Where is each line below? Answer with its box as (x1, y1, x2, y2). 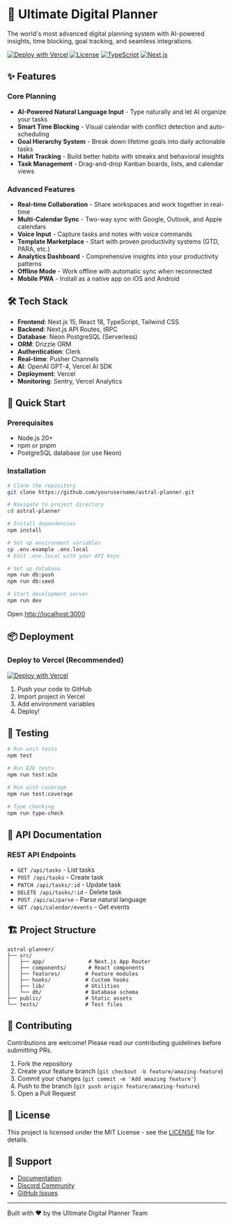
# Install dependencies (7, 520, 77, 527)
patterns (17, 259, 42, 268)
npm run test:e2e (7, 771, 58, 778)
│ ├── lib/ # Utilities (7, 982, 120, 989)
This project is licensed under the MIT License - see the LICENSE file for (7, 1128, 214, 1136)
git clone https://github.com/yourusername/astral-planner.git (7, 488, 195, 495)
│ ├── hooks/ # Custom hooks (7, 976, 130, 984)
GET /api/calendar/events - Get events (17, 903, 130, 911)
